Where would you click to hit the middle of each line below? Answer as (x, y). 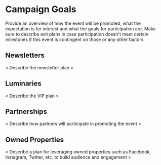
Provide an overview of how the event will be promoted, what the (73, 23)
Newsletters (25, 55)
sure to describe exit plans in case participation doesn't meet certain (77, 34)
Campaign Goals (41, 9)
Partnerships (26, 112)
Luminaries (23, 84)
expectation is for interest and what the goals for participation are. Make (80, 28)
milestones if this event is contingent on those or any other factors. (75, 39)
